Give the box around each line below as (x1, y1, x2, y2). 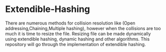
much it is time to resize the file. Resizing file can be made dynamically (5, 30, 151, 36)
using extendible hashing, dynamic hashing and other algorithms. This (5, 36, 150, 42)
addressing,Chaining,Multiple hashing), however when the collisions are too (5, 25, 161, 31)
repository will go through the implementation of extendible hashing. (5, 41, 146, 47)
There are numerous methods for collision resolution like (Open (5, 20, 135, 26)
